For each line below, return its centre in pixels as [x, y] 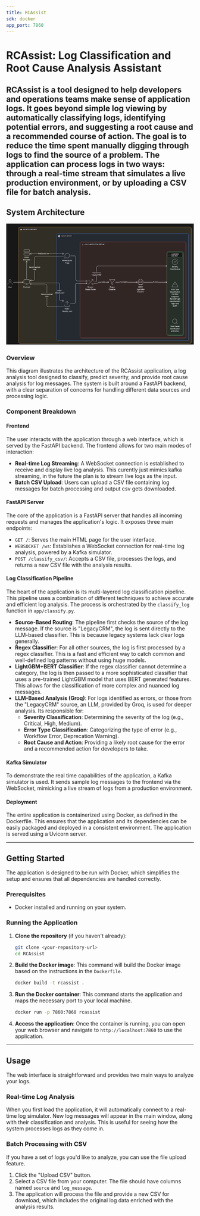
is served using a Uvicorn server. [47, 834]
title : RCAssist [26, 12]
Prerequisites [26, 895]
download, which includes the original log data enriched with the [94, 1200]
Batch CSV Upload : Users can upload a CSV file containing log [92, 482]
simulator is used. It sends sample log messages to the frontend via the [94, 782]
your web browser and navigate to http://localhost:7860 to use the [99, 1030]
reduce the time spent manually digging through [98, 146]
